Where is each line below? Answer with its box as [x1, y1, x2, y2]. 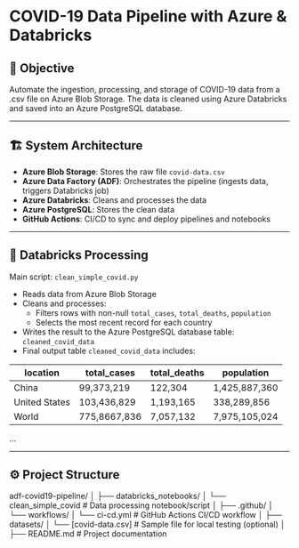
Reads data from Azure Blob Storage [21, 288, 158, 299]
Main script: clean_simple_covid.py [9, 271, 139, 282]
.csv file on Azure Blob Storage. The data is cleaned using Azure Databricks [9, 93, 287, 104]
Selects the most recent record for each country [35, 317, 213, 327]
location [24, 367, 61, 379]
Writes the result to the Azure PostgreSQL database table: [21, 326, 235, 337]
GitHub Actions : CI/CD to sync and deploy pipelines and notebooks [21, 214, 271, 224]
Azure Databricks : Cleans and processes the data [21, 194, 207, 205]
